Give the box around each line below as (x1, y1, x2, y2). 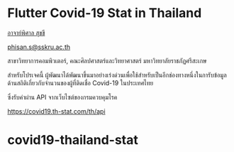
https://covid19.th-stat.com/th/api (7, 107, 106, 115)
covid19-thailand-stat (7, 132, 138, 148)
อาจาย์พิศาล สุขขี (7, 28, 45, 37)
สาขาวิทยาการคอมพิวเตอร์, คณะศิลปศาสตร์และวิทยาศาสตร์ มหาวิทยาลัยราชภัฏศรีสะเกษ (7, 56, 207, 65)
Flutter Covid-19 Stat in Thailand (7, 5, 202, 21)
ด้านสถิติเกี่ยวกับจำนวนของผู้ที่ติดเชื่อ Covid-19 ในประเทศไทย (7, 78, 154, 87)
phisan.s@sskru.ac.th (7, 43, 71, 51)
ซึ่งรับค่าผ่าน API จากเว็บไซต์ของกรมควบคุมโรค (7, 92, 118, 101)
